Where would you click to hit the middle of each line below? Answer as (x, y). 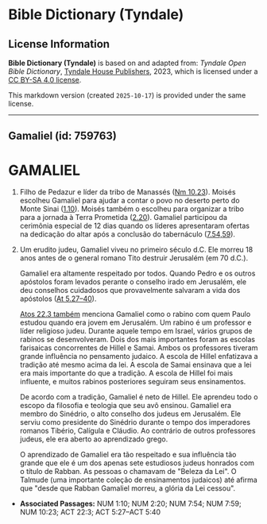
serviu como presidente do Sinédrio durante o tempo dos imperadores (135, 422)
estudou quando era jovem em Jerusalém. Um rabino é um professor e (135, 322)
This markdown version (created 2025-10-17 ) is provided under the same (127, 95)
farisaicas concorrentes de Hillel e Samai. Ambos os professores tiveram (139, 348)
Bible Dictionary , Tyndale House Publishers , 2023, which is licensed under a (133, 71)
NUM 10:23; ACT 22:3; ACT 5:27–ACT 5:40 (90, 512)
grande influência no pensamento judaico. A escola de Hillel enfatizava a (139, 356)
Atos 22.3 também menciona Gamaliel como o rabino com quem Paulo (135, 314)
